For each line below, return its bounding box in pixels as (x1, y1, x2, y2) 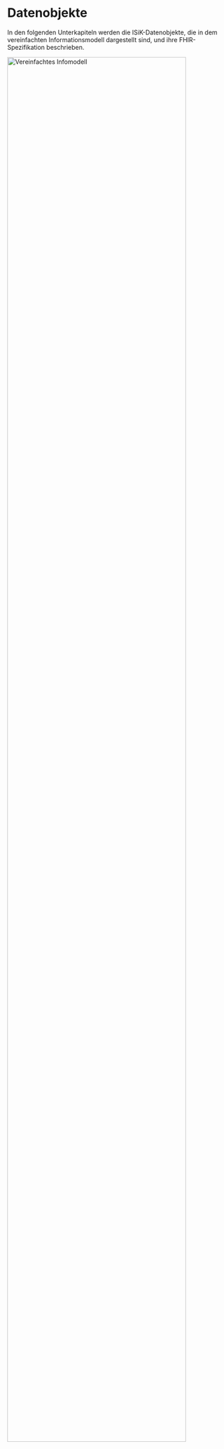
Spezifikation (7, 43, 45, 51)
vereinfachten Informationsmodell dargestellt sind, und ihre (7, 35, 178, 43)
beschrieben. (46, 43, 85, 51)
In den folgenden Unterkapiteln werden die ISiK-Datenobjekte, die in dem (7, 28, 218, 36)
